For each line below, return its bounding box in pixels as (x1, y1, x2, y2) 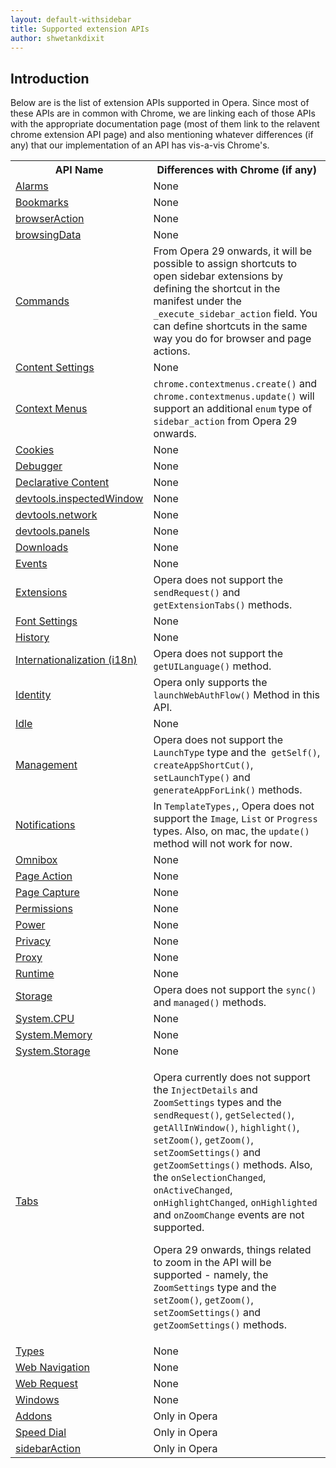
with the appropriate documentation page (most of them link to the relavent (10, 118, 320, 130)
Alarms (15, 179, 49, 193)
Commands (15, 294, 70, 308)
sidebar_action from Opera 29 (153, 414, 298, 428)
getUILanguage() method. (153, 659, 272, 673)
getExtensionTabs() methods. (153, 598, 293, 612)
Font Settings (15, 614, 78, 628)
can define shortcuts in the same (153, 319, 308, 333)
